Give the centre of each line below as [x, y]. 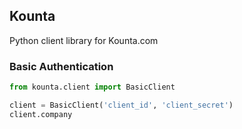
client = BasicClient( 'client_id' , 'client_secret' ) [121, 105]
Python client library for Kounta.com [84, 40]
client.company [41, 114]
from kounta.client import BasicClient [92, 87]
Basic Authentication [61, 66]
